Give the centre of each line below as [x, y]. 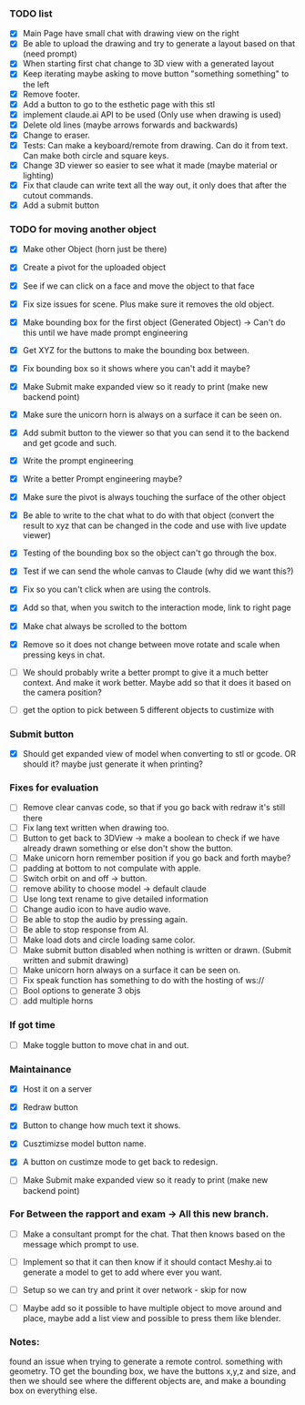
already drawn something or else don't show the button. [128, 848]
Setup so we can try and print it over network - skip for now [135, 1289]
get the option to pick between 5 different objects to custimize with [148, 709]
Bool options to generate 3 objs [81, 991]
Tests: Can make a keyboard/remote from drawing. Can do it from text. [155, 145]
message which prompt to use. [81, 1244]
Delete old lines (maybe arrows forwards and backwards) [130, 125]
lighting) [38, 175]
